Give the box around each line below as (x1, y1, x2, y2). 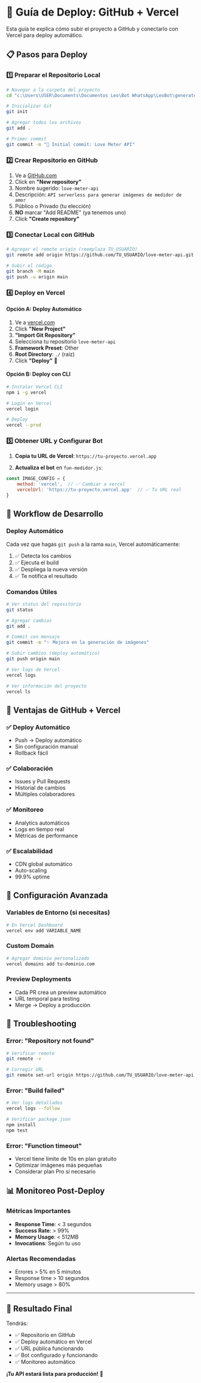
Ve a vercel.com (14, 318, 55, 326)
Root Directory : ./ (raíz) (14, 350, 75, 358)
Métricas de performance (14, 832, 78, 839)
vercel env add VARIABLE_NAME (6, 928, 82, 934)
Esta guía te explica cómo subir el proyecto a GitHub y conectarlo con (6, 25, 178, 32)
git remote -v (6, 1056, 42, 1062)
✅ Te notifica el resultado (14, 572, 78, 579)
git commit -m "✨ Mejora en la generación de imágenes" (6, 640, 150, 646)
